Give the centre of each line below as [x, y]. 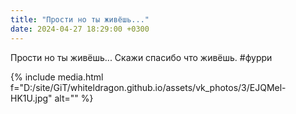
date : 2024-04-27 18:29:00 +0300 [80, 29]
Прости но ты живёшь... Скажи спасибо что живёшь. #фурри [141, 57]
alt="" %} [74, 98]
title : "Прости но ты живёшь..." [80, 19]
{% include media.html [57, 77]
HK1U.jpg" [31, 98]
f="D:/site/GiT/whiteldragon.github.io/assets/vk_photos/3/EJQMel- [148, 87]
